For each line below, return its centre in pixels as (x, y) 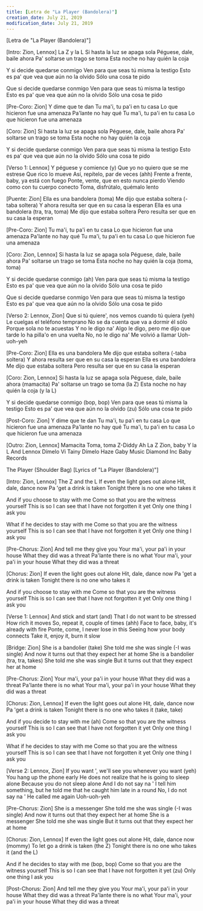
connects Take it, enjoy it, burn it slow (53, 636)
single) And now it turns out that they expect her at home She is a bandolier (100, 654)
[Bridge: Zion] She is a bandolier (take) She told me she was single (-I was (99, 648)
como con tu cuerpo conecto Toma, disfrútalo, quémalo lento (82, 187)
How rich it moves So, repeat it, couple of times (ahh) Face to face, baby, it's (101, 623)
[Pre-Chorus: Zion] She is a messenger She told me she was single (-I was (99, 808)
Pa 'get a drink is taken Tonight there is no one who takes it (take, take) (95, 710)
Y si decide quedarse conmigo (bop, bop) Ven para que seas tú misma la (97, 402)
